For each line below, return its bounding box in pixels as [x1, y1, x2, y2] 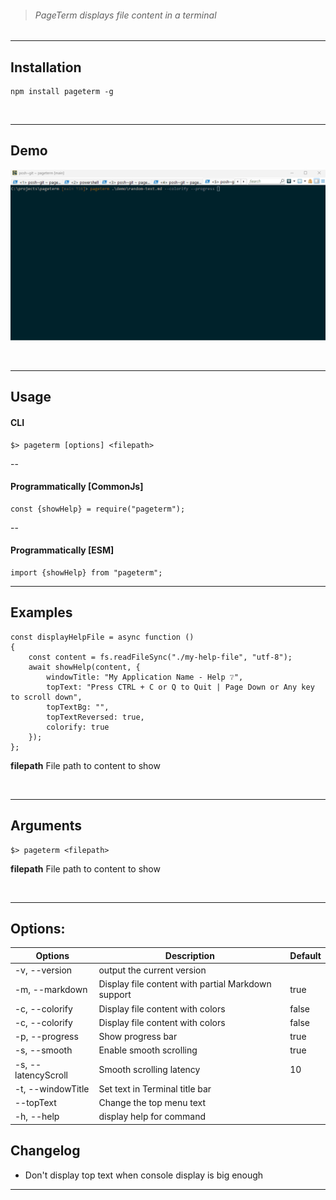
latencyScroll [14, 1069, 68, 1081]
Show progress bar [98, 1031, 178, 1043]
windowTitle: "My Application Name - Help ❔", [46, 672, 244, 682]
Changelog [10, 1142, 81, 1160]
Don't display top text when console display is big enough [24, 1169, 264, 1181]
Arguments [10, 817, 83, 835]
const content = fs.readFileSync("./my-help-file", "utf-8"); [28, 652, 293, 662]
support [98, 989, 132, 1001]
